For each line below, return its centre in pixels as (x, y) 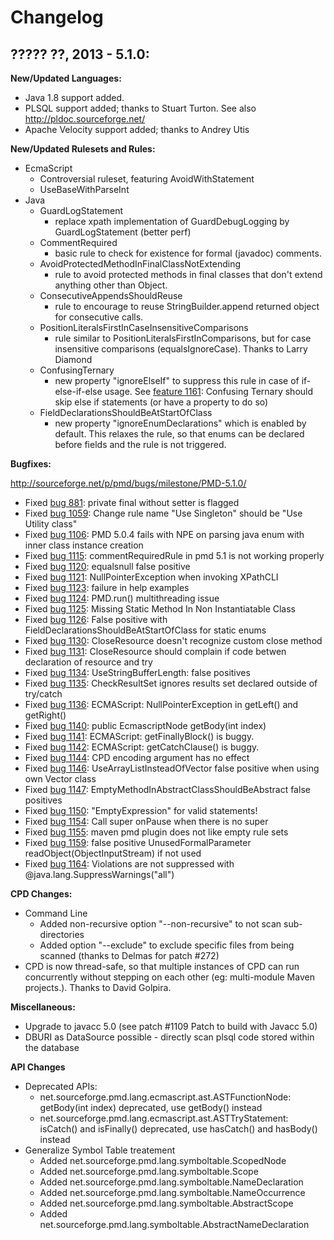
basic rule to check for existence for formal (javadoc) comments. (188, 253)
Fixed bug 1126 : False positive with (96, 619)
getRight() (45, 715)
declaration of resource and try (88, 662)
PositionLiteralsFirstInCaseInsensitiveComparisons (144, 327)
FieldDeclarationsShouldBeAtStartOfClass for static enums (145, 630)
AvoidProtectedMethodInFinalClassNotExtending (140, 264)
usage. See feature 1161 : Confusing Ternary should (209, 391)
